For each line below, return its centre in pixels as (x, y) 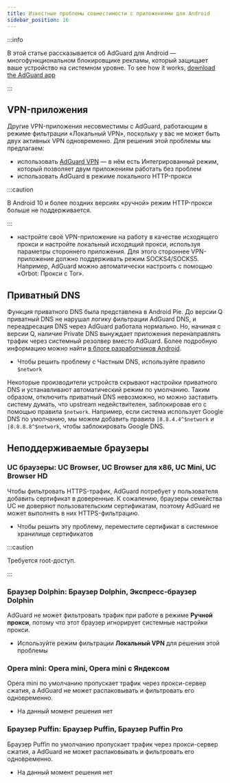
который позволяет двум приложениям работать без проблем (109, 169)
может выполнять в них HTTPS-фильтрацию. (73, 513)
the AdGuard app (32, 75)
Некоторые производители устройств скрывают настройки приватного (112, 382)
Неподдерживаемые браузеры (78, 448)
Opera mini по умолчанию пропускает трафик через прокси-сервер (107, 683)
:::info (15, 39)
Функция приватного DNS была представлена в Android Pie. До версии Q (115, 312)
